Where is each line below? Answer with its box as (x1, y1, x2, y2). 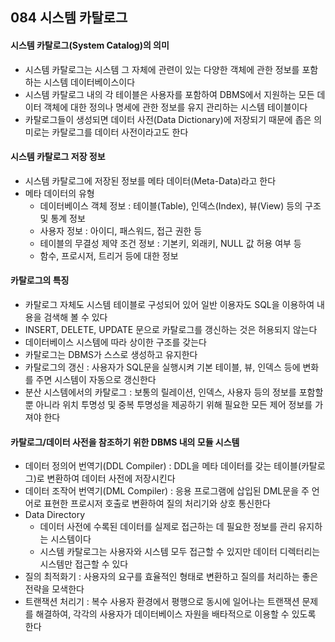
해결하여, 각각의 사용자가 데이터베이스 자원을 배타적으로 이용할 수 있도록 (35, 608, 317, 620)
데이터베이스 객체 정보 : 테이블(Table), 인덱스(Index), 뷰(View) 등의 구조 (39, 199, 322, 212)
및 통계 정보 (39, 212, 86, 224)
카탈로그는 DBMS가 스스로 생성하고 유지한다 (24, 349, 198, 360)
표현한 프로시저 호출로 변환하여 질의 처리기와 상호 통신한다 (43, 498, 271, 510)
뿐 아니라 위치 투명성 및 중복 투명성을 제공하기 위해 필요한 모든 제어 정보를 (24, 399, 313, 410)
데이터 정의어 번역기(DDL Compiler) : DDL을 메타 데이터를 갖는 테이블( (24, 460, 302, 472)
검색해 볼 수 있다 (43, 311, 108, 323)
